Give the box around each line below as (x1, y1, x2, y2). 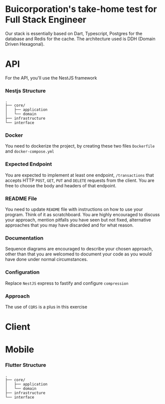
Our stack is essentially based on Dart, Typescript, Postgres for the (5, 30, 143, 36)
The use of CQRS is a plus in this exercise (5, 304, 87, 310)
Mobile (5, 344, 34, 355)
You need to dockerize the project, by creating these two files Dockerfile (5, 143, 155, 149)
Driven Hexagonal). (5, 41, 45, 47)
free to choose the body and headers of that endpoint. (5, 182, 117, 188)
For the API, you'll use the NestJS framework (5, 75, 97, 81)
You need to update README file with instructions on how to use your (5, 206, 143, 212)
